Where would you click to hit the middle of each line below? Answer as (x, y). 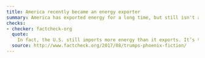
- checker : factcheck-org (39, 29)
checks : (16, 23)
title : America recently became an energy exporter (73, 12)
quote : (20, 34)
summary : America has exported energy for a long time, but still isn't (101, 18)
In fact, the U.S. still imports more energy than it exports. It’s (106, 40)
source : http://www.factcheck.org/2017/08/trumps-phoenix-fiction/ (99, 46)
